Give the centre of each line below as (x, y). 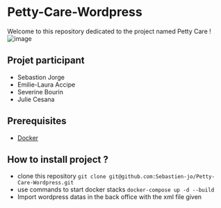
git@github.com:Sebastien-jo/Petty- (162, 177)
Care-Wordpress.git (46, 183)
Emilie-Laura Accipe (46, 85)
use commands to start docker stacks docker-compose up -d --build (116, 190)
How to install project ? (58, 159)
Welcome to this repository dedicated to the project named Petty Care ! (109, 31)
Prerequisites (37, 121)
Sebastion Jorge (41, 77)
